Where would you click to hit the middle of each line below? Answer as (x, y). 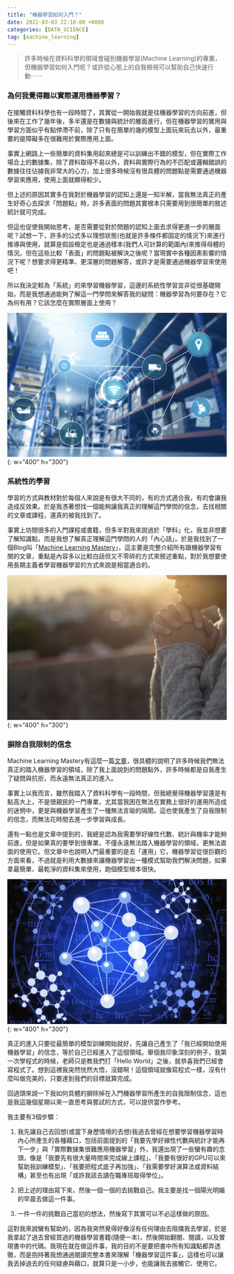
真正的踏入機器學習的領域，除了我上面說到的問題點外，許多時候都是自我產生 (117, 770)
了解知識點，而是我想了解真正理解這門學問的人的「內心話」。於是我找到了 (112, 539)
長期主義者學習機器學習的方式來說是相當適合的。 (83, 565)
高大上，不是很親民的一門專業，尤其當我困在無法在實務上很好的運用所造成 (120, 802)
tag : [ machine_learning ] (43, 37)
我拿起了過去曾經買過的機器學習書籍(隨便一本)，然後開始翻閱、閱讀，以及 (113, 1237)
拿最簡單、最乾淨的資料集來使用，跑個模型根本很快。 (84, 869)
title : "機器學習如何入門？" (45, 15)
